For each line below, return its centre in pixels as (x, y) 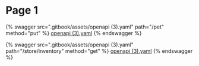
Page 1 (22, 10)
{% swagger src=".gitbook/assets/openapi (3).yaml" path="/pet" (85, 27)
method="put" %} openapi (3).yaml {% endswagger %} (74, 33)
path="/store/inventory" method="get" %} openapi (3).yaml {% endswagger (99, 51)
